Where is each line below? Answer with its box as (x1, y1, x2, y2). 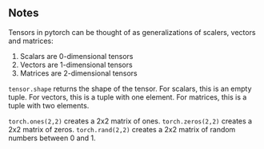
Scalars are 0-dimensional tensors (19, 51, 134, 61)
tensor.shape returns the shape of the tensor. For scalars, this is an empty (8, 84, 252, 93)
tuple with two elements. (8, 100, 90, 110)
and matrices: (8, 36, 54, 45)
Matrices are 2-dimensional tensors (19, 68, 138, 78)
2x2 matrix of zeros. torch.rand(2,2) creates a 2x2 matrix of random (8, 124, 236, 134)
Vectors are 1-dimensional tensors (19, 60, 134, 69)
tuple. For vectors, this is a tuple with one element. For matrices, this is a (8, 92, 247, 102)
